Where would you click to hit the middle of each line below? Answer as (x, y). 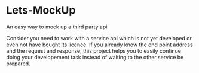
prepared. (19, 64)
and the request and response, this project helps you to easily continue (94, 50)
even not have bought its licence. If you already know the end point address (99, 45)
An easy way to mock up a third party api (57, 27)
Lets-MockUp (41, 10)
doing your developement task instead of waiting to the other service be (95, 57)
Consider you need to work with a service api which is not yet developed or (99, 38)
